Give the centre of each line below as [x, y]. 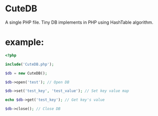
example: [25, 42]
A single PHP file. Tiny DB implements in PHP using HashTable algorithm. [79, 22]
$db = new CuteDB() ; [26, 73]
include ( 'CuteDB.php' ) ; [30, 64]
